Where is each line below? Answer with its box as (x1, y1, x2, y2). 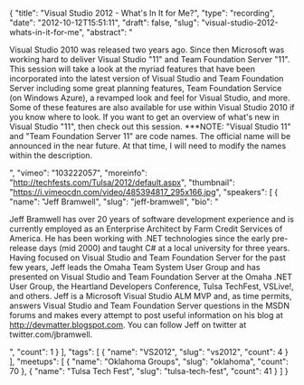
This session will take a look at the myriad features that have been (9, 63, 256, 74)
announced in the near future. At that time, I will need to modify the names (9, 140, 287, 151)
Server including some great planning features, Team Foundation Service (9, 83, 282, 93)
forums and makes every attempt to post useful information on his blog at (9, 310, 283, 320)
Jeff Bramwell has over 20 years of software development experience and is (9, 214, 294, 224)
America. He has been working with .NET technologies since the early (9, 233, 271, 243)
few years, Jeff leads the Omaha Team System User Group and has (9, 262, 261, 272)
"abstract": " (85, 27, 133, 37)
